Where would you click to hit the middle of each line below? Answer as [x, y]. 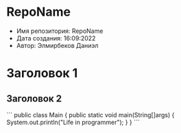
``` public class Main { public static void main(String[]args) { [90, 114]
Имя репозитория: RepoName [60, 31]
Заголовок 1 [42, 73]
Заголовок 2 [34, 98]
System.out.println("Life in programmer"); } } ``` [73, 122]
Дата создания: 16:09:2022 [56, 38]
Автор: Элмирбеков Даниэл [57, 45]
